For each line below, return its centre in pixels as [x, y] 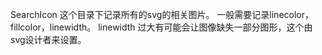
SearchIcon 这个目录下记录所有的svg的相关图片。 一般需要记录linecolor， [162, 14]
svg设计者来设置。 [48, 39]
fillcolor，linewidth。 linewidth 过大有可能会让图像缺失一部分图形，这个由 [161, 27]
